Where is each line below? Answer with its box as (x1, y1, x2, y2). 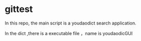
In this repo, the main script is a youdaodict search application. (5, 20, 136, 26)
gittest (5, 3, 33, 15)
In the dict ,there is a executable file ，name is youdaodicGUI (5, 30, 133, 36)
